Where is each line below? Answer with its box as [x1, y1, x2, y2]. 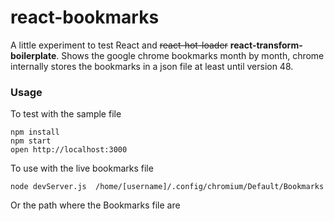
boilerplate [10, 49, 57, 61]
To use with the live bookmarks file [10, 162, 154, 175]
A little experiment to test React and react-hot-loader [10, 39, 228, 51]
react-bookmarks [10, 6, 160, 29]
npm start [10, 136, 52, 146]
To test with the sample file [10, 108, 122, 120]
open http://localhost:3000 [10, 145, 128, 155]
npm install [10, 127, 60, 138]
